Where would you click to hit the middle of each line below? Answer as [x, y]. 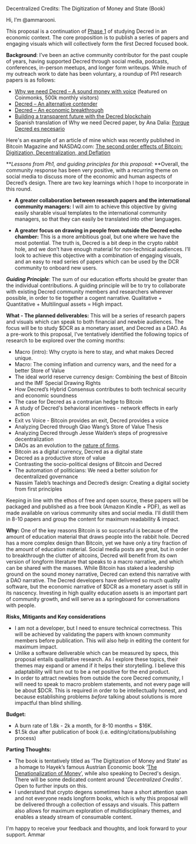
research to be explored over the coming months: [66, 340]
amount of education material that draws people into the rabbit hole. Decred [98, 537]
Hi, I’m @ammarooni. [31, 20]
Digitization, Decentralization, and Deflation [59, 153]
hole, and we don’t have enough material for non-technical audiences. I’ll [102, 249]
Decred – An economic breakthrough [59, 110]
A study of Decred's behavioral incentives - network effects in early [96, 408]
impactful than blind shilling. [49, 703]
